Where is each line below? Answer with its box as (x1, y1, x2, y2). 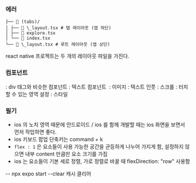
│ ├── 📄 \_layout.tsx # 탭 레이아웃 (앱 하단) (5, 25, 111, 31)
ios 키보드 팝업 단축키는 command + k (13, 135, 103, 143)
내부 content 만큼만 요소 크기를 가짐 (25, 150, 108, 157)
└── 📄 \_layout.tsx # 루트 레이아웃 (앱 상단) (5, 42, 110, 48)
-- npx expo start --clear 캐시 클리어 (5, 170, 92, 177)
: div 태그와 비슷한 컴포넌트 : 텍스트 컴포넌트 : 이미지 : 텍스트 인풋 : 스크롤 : (5, 83, 177, 90)
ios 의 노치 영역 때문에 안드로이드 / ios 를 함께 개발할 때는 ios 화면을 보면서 (13, 121, 185, 128)
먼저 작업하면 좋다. (13, 128, 57, 135)
